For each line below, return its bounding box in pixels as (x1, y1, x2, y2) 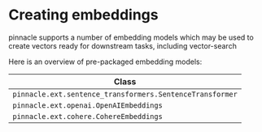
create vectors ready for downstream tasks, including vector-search (8, 40, 238, 50)
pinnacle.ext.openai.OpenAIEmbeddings (12, 100, 163, 110)
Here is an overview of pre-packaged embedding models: (8, 57, 203, 66)
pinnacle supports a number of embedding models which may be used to (8, 32, 254, 42)
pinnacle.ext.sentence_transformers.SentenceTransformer (12, 89, 238, 99)
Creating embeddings (8, 6, 159, 24)
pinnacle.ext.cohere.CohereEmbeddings (12, 112, 163, 121)
